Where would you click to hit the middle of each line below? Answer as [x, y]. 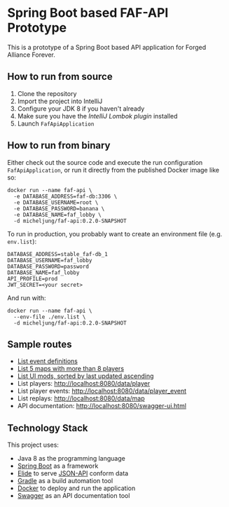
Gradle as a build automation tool [65, 481]
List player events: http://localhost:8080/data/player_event [102, 391]
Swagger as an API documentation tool [74, 496]
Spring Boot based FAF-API [88, 13]
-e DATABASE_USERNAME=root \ [56, 202]
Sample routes [40, 344]
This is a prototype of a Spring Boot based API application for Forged [107, 47]
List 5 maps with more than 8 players [71, 369]
